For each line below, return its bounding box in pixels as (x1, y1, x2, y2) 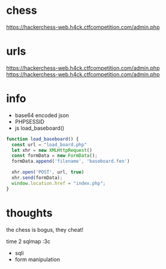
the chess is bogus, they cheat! (6, 226, 84, 233)
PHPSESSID (14, 118, 45, 125)
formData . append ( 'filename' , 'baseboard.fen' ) (11, 159, 130, 165)
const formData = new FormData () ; (11, 153, 98, 159)
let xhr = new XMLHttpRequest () (11, 147, 93, 153)
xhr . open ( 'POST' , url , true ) (11, 169, 84, 175)
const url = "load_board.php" (11, 142, 87, 148)
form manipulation (14, 256, 61, 263)
